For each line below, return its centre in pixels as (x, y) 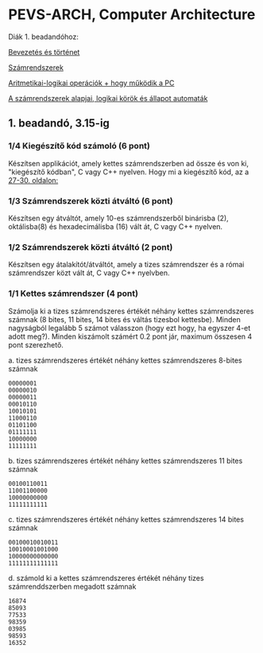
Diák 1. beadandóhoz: (44, 37)
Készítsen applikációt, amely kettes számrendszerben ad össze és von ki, (128, 163)
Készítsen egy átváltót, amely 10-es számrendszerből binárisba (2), (118, 218)
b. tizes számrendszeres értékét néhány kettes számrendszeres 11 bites (126, 461)
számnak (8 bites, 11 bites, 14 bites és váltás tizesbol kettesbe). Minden (124, 319)
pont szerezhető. (36, 344)
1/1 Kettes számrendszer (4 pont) (73, 293)
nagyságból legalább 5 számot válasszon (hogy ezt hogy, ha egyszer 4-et (130, 328)
